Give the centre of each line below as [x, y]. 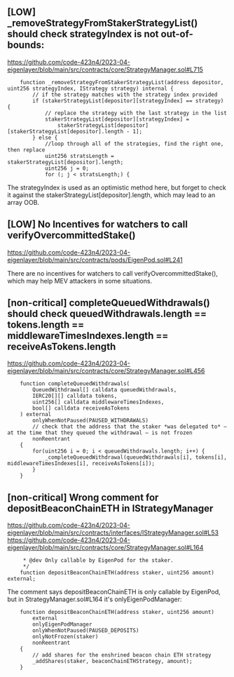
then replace [26, 150]
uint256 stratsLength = [79, 156]
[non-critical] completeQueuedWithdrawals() [109, 303]
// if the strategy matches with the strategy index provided [125, 95]
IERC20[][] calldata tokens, [75, 396]
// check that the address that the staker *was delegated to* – [130, 427]
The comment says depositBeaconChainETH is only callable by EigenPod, [114, 592]
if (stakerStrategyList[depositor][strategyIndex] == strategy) [128, 101]
